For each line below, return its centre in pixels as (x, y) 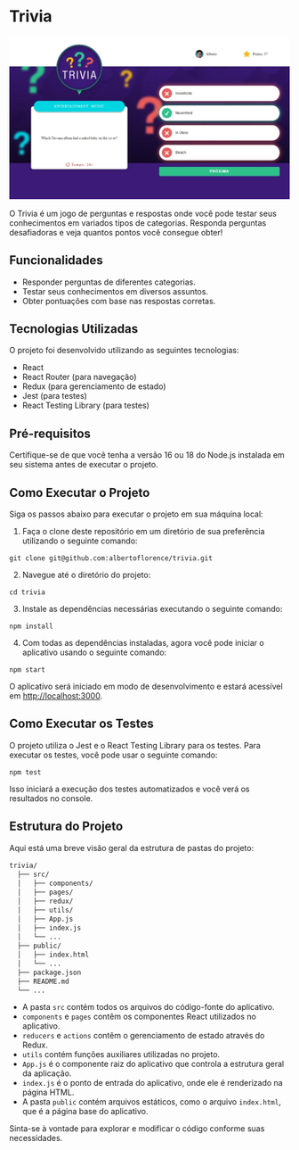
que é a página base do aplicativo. (85, 1111)
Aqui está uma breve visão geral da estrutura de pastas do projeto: (132, 848)
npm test (25, 772)
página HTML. (48, 1092)
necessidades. (36, 1138)
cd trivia (28, 592)
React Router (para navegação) (79, 377)
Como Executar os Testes (81, 724)
